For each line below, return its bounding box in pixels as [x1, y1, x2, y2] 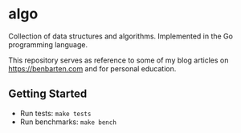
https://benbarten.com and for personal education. [8, 63, 177, 73]
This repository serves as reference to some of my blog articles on [8, 55, 229, 65]
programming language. [8, 39, 88, 49]
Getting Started [8, 87, 88, 101]
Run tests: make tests [19, 108, 92, 118]
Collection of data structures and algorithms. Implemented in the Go [8, 31, 233, 41]
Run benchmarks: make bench [19, 117, 116, 127]
